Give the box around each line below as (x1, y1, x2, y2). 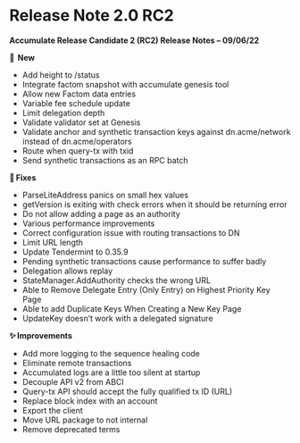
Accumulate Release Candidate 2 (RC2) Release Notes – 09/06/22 (9, 35, 260, 46)
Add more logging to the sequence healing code (21, 347, 201, 358)
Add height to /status (21, 69, 100, 80)
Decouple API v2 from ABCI (21, 376, 125, 387)
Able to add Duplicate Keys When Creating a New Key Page (21, 303, 242, 313)
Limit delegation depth (21, 107, 105, 118)
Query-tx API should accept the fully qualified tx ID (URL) (21, 386, 233, 397)
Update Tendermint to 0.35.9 (21, 247, 129, 257)
